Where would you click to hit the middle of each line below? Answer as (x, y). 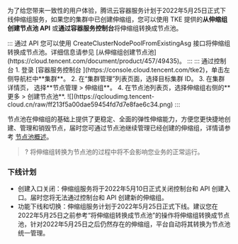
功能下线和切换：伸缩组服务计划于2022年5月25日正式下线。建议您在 (118, 206)
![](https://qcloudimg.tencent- (110, 96)
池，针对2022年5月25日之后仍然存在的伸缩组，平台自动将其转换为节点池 (124, 224)
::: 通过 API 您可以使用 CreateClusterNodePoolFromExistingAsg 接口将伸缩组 (119, 43)
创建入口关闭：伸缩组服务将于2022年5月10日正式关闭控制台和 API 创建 (121, 189)
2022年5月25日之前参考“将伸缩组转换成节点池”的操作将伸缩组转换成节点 (124, 216)
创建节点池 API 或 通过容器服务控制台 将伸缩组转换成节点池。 (95, 28)
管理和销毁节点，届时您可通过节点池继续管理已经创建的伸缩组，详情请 (122, 128)
